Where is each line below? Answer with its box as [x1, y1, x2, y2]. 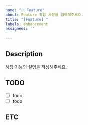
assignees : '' [5, 26, 35, 32]
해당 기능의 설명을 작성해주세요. [5, 64, 67, 70]
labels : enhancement [5, 21, 49, 27]
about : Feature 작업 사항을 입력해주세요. [5, 12, 84, 17]
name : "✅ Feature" [5, 7, 45, 13]
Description [5, 49, 43, 58]
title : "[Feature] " [5, 17, 49, 22]
